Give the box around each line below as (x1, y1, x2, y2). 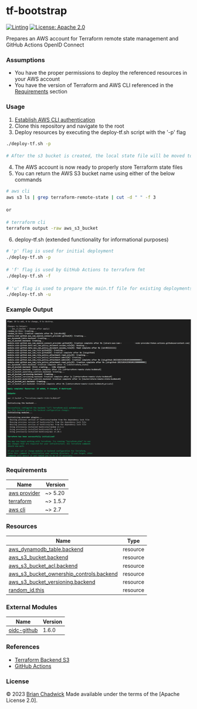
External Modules (6, 603, 57, 611)
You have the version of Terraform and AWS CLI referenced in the (14, 82, 174, 89)
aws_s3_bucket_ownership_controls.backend (8, 570, 118, 577)
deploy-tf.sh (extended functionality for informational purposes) (14, 236, 169, 243)
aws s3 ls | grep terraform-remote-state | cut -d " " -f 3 (6, 195, 157, 200)
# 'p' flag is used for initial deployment (6, 248, 114, 254)
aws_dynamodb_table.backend (8, 546, 84, 553)
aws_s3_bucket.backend (8, 554, 69, 561)
